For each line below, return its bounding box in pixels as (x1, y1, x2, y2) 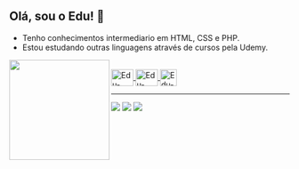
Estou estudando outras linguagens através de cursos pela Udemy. (21, 42, 269, 52)
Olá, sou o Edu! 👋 (9, 9, 105, 24)
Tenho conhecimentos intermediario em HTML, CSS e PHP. (21, 32, 240, 43)
